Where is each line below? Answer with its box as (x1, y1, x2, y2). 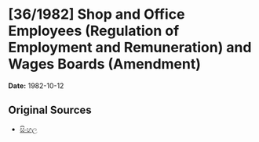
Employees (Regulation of (8, 22, 180, 40)
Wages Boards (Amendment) (8, 55, 202, 73)
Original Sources (8, 104, 92, 117)
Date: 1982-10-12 (8, 80, 64, 91)
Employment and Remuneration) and (8, 39, 252, 56)
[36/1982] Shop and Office (8, 5, 185, 23)
